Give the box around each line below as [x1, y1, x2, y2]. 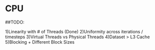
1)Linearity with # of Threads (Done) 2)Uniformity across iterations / [5, 28, 143, 34]
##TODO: [5, 19, 25, 25]
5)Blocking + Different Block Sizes [5, 39, 75, 45]
